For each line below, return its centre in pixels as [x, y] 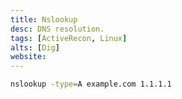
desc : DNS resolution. [57, 29]
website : [28, 57]
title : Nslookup [44, 19]
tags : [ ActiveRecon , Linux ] [69, 38]
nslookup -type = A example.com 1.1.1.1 [91, 84]
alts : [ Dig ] [35, 47]
